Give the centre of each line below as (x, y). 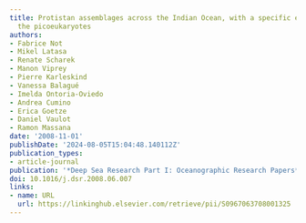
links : (22, 188)
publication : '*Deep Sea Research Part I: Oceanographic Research (138, 170)
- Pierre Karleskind (49, 77)
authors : (26, 35)
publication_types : (46, 153)
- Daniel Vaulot (40, 119)
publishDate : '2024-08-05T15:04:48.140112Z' (95, 145)
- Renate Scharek (42, 60)
